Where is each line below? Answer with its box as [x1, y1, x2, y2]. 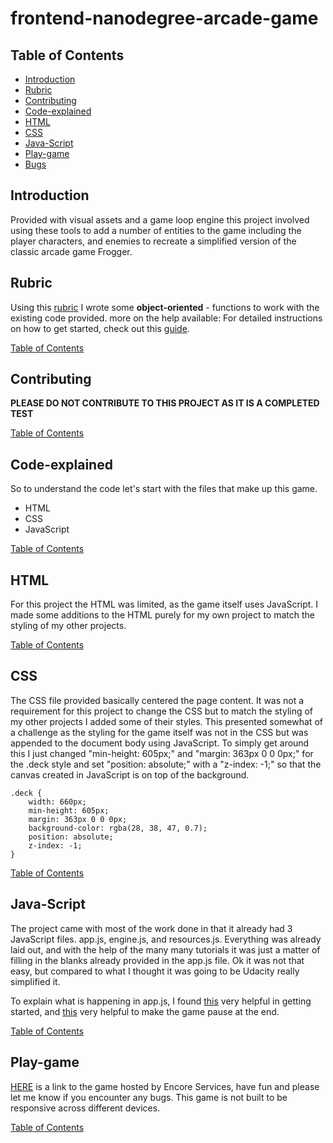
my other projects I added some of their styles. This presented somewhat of [10, 715, 323, 727]
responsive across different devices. [10, 1102, 161, 1114]
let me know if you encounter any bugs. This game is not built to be [10, 1091, 288, 1103]
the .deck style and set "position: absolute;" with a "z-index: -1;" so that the [10, 758, 322, 770]
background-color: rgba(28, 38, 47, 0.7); [28, 823, 208, 833]
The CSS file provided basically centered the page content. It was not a [10, 694, 305, 706]
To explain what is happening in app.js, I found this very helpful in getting [10, 995, 312, 1007]
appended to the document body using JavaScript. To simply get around [10, 737, 310, 749]
